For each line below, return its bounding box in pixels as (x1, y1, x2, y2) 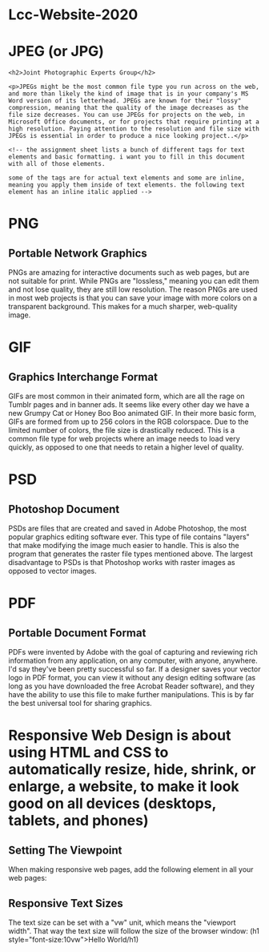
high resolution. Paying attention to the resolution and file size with (8, 125, 260, 133)
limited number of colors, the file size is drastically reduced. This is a (8, 426, 235, 435)
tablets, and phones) (8, 812, 149, 830)
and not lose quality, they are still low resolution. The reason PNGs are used (8, 284, 258, 294)
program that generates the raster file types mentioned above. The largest (8, 549, 254, 559)
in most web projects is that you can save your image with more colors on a (8, 293, 258, 303)
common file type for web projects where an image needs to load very (8, 434, 240, 444)
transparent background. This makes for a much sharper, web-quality (8, 302, 238, 312)
